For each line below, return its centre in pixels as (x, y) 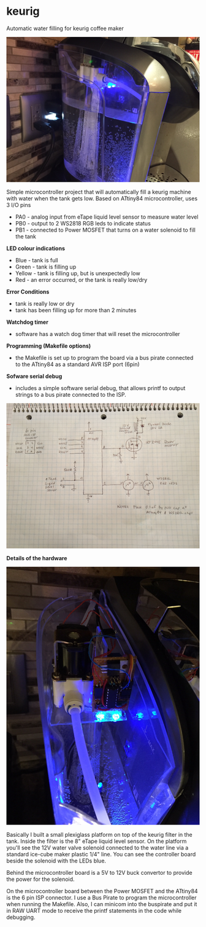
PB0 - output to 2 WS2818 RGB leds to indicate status (83, 223)
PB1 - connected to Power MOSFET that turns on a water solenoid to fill (105, 230)
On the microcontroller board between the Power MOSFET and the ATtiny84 (102, 891)
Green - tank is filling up (46, 267)
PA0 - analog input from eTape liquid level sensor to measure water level (107, 217)
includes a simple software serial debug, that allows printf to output (100, 388)
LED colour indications (36, 248)
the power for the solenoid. (40, 879)
